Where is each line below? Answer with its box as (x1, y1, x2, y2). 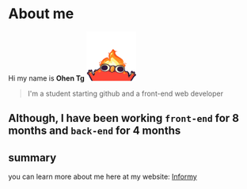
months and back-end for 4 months (8, 124, 181, 138)
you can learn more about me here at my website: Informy (8, 172, 198, 182)
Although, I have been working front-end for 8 (8, 112, 240, 125)
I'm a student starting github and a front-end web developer (27, 89, 224, 98)
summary (8, 151, 57, 164)
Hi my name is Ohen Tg (8, 73, 85, 83)
